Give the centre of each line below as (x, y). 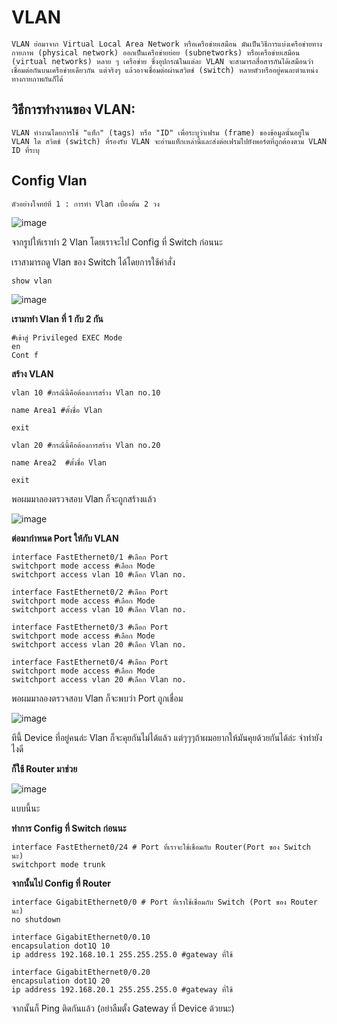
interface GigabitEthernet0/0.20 (81, 972)
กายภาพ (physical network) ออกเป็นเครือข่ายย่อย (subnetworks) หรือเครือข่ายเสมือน (156, 52)
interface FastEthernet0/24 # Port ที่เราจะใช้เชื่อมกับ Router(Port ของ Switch (161, 847)
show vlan (32, 281)
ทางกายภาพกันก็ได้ (37, 79)
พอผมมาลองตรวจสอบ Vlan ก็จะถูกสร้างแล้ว (84, 498)
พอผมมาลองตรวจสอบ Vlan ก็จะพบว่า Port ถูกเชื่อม (97, 698)
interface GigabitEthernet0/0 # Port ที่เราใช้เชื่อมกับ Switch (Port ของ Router (164, 902)
